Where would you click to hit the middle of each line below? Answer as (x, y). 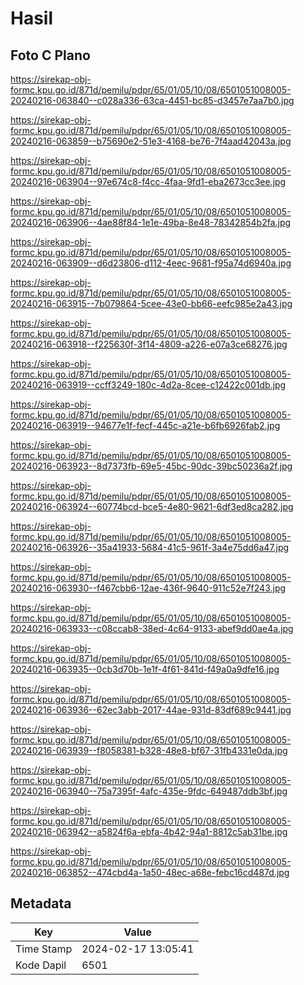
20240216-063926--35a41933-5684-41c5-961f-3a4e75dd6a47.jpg (150, 547)
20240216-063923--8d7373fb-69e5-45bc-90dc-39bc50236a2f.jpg (151, 466)
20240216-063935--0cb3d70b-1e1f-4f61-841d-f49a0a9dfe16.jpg (145, 669)
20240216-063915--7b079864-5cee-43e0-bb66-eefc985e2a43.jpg (151, 303)
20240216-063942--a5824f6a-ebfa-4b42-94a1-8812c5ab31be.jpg (149, 831)
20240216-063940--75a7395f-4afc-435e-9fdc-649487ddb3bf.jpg (149, 791)
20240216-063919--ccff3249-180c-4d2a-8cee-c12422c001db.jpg (148, 385)
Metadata (41, 903)
